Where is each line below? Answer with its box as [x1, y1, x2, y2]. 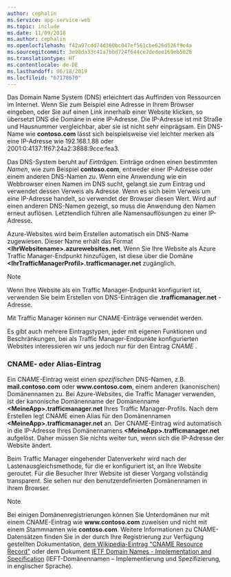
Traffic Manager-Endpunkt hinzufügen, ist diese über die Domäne [7, 252, 194, 260]
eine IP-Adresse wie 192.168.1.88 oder [7, 137, 114, 146]
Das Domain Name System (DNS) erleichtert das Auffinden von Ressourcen [7, 93, 221, 101]
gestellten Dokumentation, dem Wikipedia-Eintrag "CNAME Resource [7, 540, 203, 548]
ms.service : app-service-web [7, 17, 91, 23]
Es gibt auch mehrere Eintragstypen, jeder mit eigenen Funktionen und [7, 327, 208, 335]
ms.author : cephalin [7, 36, 67, 43]
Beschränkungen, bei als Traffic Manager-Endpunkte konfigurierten [7, 335, 199, 343]
